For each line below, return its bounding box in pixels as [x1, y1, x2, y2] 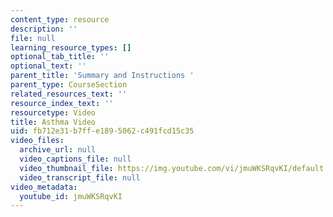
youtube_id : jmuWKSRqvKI [19, 191, 123, 201]
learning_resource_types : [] [10, 42, 132, 53]
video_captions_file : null [19, 154, 132, 164]
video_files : [10, 136, 65, 146]
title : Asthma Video [10, 117, 97, 127]
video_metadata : [10, 182, 78, 192]
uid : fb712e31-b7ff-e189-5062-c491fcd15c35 [10, 126, 195, 136]
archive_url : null [19, 145, 97, 155]
